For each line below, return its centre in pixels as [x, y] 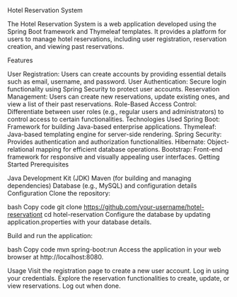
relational [21, 149]
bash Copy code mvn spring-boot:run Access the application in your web [114, 250]
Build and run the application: [50, 236]
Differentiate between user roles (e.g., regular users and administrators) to [116, 112]
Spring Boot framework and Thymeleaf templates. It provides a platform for [117, 32]
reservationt [25, 214]
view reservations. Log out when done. [64, 286]
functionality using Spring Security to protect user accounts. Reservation [114, 89]
